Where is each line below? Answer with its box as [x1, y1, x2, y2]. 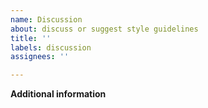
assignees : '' [10, 52, 70, 62]
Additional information [10, 88, 107, 100]
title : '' [10, 33, 52, 43]
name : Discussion [10, 14, 83, 25]
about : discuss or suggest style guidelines [10, 24, 199, 34]
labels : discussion [10, 42, 92, 53]
